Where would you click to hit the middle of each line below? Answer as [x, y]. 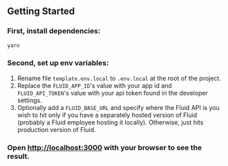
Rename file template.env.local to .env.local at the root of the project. [119, 78]
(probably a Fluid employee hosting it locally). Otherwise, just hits [110, 122]
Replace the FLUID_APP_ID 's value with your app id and [95, 85]
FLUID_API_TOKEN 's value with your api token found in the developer [113, 93]
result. [18, 156]
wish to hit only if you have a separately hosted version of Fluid [107, 115]
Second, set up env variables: [58, 63]
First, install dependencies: [54, 31]
